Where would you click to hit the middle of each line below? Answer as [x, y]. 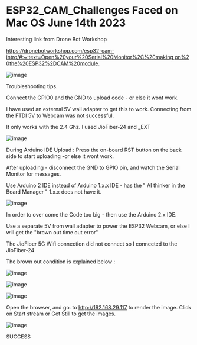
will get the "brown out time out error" [52, 232]
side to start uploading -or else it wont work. [60, 156]
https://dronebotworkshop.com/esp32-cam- [60, 50]
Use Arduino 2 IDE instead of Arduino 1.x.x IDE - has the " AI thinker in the [96, 185]
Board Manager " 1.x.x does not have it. [54, 191]
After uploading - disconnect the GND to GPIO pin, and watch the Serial [93, 167]
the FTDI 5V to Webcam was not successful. [60, 115]
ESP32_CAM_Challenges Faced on [92, 10]
